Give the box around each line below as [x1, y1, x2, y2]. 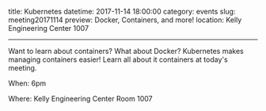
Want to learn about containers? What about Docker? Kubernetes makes [8, 47, 244, 55]
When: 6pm [8, 78, 46, 88]
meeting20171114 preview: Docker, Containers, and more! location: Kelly [8, 15, 242, 25]
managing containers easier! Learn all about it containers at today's [8, 55, 228, 64]
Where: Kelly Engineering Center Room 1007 [8, 94, 153, 103]
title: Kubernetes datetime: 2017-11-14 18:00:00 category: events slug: [8, 7, 236, 16]
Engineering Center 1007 [8, 24, 89, 33]
